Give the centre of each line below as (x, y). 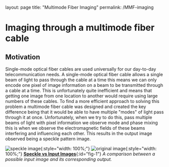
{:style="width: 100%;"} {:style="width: (98, 149)
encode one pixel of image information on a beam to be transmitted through (84, 85)
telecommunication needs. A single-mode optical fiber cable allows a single (84, 74)
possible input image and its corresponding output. (59, 159)
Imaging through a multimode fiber (80, 28)
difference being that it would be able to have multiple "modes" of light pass (85, 112)
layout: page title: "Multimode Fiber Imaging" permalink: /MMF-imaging (79, 7)
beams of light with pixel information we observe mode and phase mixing (82, 123)
